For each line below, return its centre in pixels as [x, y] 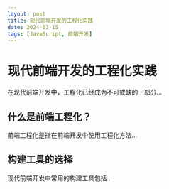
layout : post [27, 14]
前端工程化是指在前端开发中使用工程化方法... [72, 135]
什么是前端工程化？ [49, 117]
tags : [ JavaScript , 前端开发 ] [50, 34]
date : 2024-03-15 [33, 27]
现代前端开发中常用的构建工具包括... [60, 178]
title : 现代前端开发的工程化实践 [50, 21]
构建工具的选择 [40, 160]
